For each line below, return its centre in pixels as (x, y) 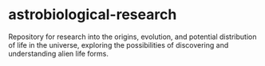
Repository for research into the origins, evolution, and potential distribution (132, 37)
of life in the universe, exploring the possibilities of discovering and (119, 45)
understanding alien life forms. (59, 53)
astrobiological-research (93, 15)
